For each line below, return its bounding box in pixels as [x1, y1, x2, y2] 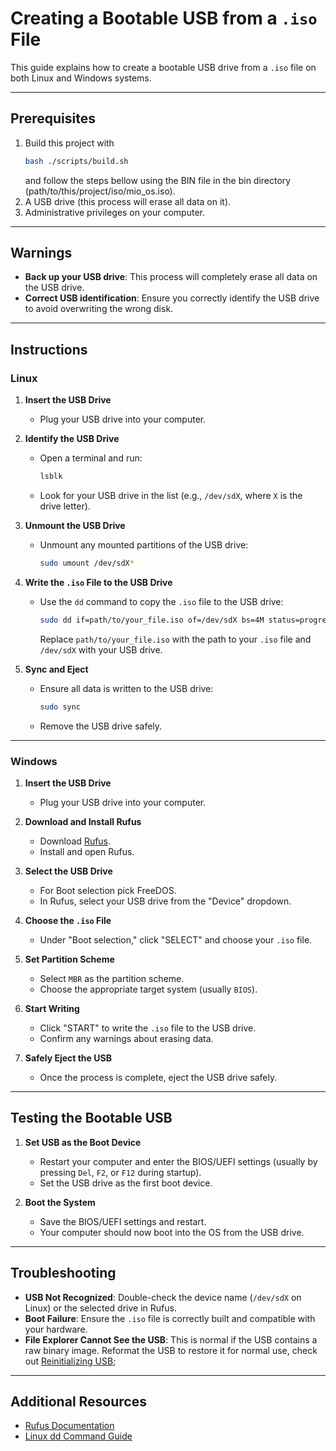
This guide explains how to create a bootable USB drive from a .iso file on [10, 61, 317, 73]
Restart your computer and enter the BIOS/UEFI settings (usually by [39, 1155, 318, 1167]
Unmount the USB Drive [24, 520, 126, 531]
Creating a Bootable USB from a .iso [10, 7, 318, 30]
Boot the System [24, 1196, 96, 1208]
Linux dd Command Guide [24, 1430, 133, 1442]
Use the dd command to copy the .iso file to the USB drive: [39, 595, 284, 607]
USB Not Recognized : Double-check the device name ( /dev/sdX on [24, 1291, 302, 1303]
